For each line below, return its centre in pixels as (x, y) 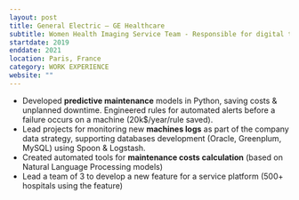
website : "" (31, 76)
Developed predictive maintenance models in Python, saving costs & (149, 100)
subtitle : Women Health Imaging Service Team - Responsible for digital (147, 34)
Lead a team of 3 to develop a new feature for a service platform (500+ (153, 176)
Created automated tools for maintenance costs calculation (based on (152, 157)
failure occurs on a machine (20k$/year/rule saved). (117, 119)
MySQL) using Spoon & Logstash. (84, 148)
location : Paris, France (55, 59)
